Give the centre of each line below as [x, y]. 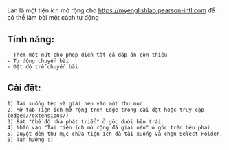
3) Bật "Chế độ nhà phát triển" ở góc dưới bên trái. [86, 122]
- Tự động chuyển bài [38, 61]
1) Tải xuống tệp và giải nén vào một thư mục [75, 103]
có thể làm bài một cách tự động [53, 18]
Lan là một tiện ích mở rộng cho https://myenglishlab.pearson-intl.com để [111, 10]
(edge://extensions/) [38, 116]
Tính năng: [31, 39]
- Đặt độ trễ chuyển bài [43, 67]
